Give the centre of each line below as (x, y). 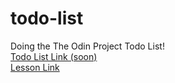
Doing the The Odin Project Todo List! (87, 46)
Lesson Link (35, 67)
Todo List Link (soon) (54, 56)
